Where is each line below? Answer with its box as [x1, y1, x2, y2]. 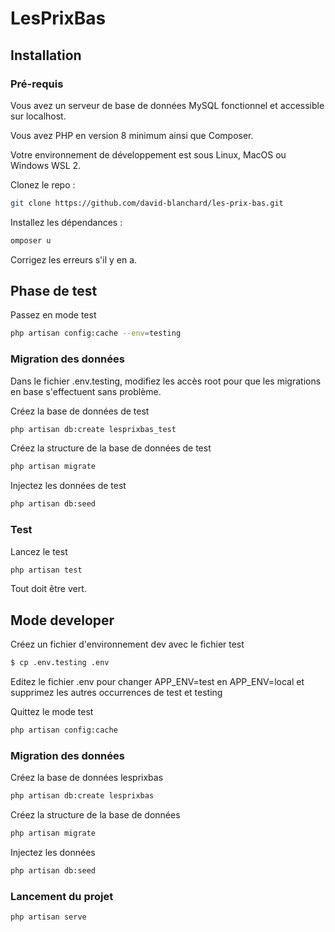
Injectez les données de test [10, 480, 127, 492]
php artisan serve [10, 912, 87, 922]
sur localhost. [10, 110, 67, 122]
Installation [10, 47, 82, 64]
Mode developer [10, 612, 115, 629]
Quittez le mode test [10, 706, 94, 718]
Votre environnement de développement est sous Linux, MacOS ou [10, 148, 287, 161]
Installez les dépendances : [10, 216, 123, 228]
